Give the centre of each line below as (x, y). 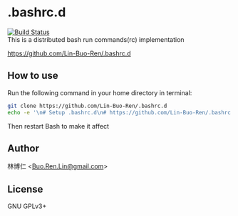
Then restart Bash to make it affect (58, 126)
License (25, 189)
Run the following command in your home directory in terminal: (100, 92)
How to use (33, 76)
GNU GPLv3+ (27, 206)
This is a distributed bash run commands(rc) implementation (96, 39)
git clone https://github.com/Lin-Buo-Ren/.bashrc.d (87, 106)
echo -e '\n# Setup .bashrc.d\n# (57, 112)
